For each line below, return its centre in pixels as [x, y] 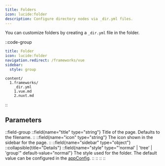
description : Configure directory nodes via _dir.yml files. [69, 19]
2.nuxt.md [24, 96]
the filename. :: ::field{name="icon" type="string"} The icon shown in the [79, 137]
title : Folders [21, 10]
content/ [14, 78]
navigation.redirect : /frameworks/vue [45, 60]
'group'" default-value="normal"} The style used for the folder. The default [81, 153]
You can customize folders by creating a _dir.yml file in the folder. [72, 33]
